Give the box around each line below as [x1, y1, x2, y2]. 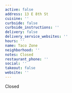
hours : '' [5, 39, 25, 44]
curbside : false [5, 20, 38, 26]
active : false [5, 7, 34, 12]
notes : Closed [5, 52, 34, 57]
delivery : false [5, 30, 38, 34]
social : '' [5, 61, 27, 66]
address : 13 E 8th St [5, 12, 49, 16]
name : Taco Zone [5, 43, 38, 48]
